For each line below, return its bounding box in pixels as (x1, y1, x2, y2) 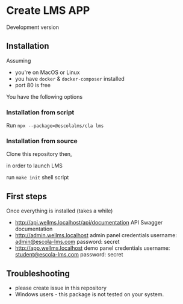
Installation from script (6, 108, 75, 116)
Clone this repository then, (6, 150, 72, 158)
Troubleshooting (6, 268, 70, 279)
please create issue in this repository (14, 284, 107, 291)
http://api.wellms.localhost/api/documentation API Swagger (14, 219, 163, 226)
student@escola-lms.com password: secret (14, 251, 123, 258)
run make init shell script (6, 174, 69, 181)
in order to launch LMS (6, 162, 63, 169)
